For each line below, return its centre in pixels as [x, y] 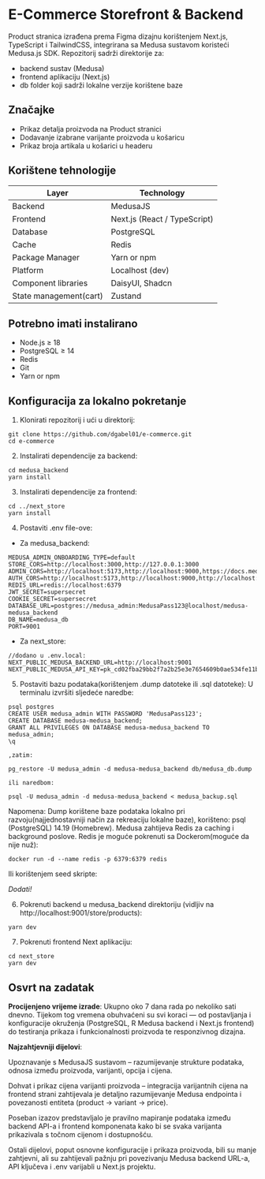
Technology [162, 192]
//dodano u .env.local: [47, 656]
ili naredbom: [32, 783]
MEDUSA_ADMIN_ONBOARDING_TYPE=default [72, 558]
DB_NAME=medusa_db [38, 620]
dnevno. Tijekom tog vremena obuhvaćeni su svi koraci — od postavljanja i [130, 1015]
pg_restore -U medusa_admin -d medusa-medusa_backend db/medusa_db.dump [130, 769]
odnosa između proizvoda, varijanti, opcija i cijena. [90, 1071]
